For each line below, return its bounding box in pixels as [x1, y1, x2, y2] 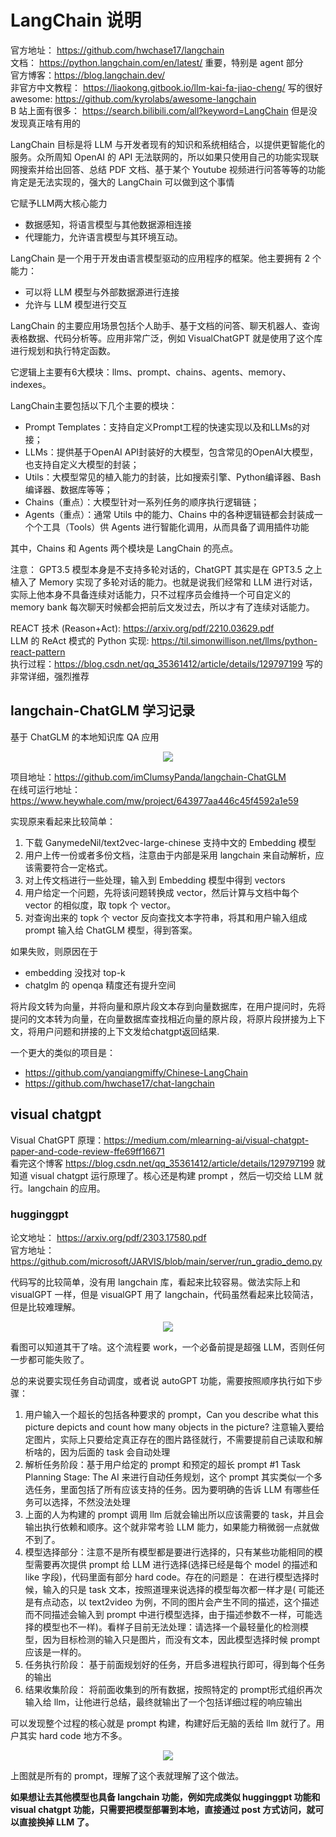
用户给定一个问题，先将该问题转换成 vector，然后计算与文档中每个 [24, 886, 300, 898]
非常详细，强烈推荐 [10, 670, 90, 682]
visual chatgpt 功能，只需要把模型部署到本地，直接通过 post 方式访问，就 [10, 1803, 316, 1815]
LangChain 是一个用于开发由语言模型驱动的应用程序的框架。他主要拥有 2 [10, 252, 311, 264]
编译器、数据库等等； [24, 483, 113, 495]
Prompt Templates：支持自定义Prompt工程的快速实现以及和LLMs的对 [24, 421, 311, 433]
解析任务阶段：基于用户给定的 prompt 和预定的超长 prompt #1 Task [24, 1458, 301, 1470]
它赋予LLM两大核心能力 [10, 197, 108, 209]
